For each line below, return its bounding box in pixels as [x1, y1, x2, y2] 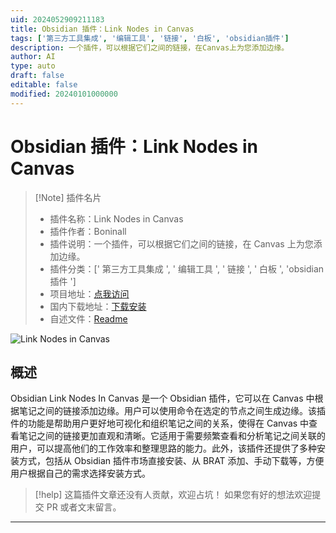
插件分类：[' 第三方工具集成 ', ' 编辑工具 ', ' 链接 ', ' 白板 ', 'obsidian [49, 262, 325, 275]
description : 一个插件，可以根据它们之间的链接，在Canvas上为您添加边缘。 [10, 42, 290, 53]
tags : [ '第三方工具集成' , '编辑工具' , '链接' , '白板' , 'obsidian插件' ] [10, 33, 290, 43]
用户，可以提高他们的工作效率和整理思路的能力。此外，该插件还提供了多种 [10, 442, 317, 455]
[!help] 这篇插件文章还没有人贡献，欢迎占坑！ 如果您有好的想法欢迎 [34, 489, 313, 501]
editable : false [10, 80, 78, 90]
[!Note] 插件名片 [34, 191, 102, 203]
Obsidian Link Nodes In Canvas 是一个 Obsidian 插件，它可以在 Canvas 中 [10, 392, 315, 405]
